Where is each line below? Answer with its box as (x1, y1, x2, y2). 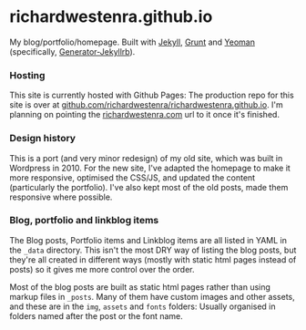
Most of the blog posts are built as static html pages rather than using (9, 281, 271, 293)
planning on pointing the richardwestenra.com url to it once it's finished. (9, 109, 280, 120)
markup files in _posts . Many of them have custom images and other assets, (9, 291, 296, 302)
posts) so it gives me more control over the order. (9, 263, 195, 274)
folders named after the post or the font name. (9, 310, 184, 321)
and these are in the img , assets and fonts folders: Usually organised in (9, 301, 276, 312)
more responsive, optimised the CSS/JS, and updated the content (9, 171, 256, 183)
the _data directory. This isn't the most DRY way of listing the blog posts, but (9, 244, 297, 255)
